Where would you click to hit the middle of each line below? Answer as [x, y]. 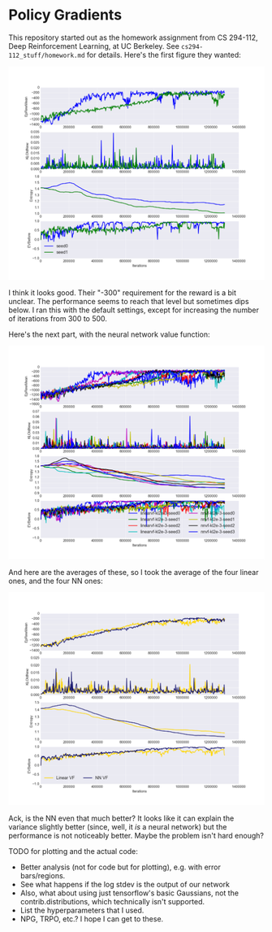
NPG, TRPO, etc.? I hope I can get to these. [92, 919]
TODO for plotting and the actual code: [73, 851]
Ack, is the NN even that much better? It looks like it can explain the [121, 818]
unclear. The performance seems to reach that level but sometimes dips [129, 301]
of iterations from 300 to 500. [58, 318]
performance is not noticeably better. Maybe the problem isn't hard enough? [136, 836]
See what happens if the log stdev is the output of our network [125, 885]
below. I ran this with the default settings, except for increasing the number [134, 310]
